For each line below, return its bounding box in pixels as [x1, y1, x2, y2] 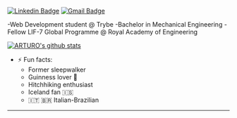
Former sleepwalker [28, 65, 86, 74]
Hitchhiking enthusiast [28, 81, 93, 88]
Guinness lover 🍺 [28, 73, 78, 81]
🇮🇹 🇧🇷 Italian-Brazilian [28, 96, 99, 104]
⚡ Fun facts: [17, 55, 53, 63]
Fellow [7, 28, 27, 36]
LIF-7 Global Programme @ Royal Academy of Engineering [28, 28, 198, 36]
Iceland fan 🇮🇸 [28, 88, 74, 96]
